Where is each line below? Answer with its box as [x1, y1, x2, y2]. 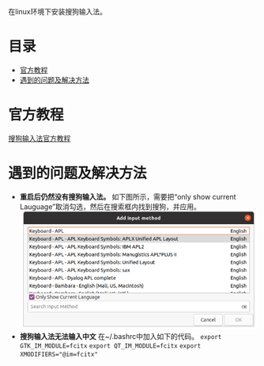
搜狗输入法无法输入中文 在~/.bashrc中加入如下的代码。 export [19, 331, 222, 341]
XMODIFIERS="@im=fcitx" [19, 350, 99, 358]
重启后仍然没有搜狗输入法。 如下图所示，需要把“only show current [19, 192, 236, 201]
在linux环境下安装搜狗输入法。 [8, 7, 107, 16]
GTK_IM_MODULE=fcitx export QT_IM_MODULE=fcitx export [19, 341, 202, 350]
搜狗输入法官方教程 [8, 133, 71, 143]
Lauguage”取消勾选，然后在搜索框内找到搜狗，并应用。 [19, 201, 202, 212]
